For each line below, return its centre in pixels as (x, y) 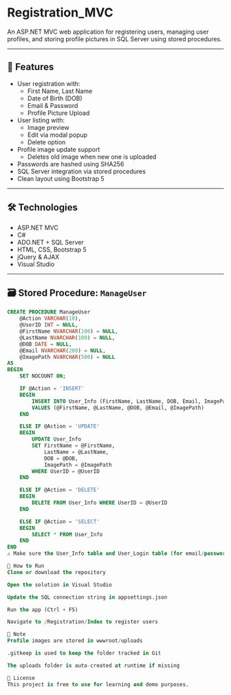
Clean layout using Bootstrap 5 (60, 178)
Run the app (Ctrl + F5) (43, 610)
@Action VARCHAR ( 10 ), (50, 319)
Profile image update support (58, 149)
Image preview (48, 127)
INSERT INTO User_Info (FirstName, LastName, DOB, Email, (117, 401)
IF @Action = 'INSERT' (52, 388)
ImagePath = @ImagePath (78, 465)
